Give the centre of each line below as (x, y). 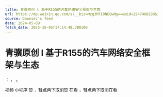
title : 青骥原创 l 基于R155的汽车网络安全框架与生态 (53, 9)
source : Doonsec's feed (29, 18)
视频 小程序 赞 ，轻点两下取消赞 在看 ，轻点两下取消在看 (61, 90)
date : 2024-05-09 (23, 23)
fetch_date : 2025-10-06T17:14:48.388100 (47, 28)
